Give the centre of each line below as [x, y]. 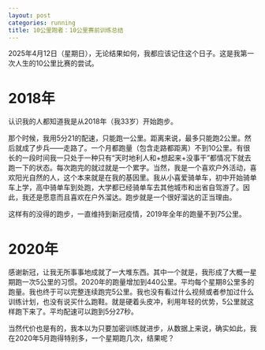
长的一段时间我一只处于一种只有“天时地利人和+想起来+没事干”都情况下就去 [130, 158]
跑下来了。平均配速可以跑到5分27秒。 [76, 311]
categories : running [42, 23]
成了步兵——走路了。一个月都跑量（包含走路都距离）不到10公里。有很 [136, 148]
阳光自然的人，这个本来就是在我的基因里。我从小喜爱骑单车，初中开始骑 [132, 177]
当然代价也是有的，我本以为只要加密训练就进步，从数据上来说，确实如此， [129, 329]
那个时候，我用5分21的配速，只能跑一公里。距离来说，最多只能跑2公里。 [127, 138]
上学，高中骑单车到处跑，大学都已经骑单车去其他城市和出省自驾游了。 [129, 188]
